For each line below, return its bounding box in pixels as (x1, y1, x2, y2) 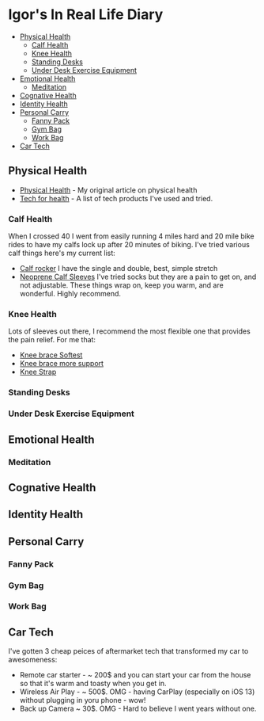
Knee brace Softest (19, 350, 83, 360)
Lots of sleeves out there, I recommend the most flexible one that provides (8, 326, 251, 336)
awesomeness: (8, 655, 58, 665)
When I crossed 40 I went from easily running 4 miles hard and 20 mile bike (8, 231, 255, 241)
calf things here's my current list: (8, 248, 116, 258)
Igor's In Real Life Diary (8, 6, 164, 24)
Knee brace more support (19, 359, 104, 368)
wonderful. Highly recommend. (19, 289, 121, 299)
